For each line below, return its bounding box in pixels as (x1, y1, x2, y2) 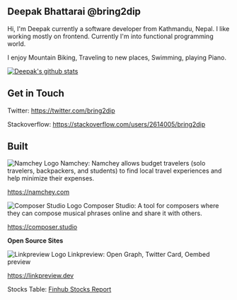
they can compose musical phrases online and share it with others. (7, 209, 203, 218)
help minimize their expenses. (7, 174, 95, 183)
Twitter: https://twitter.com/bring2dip (7, 106, 115, 115)
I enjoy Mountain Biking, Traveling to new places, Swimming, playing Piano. (7, 53, 226, 62)
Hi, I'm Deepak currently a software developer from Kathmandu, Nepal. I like (7, 24, 230, 33)
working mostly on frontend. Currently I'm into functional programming (7, 32, 214, 40)
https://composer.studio (7, 223, 78, 231)
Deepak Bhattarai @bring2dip (7, 6, 141, 18)
